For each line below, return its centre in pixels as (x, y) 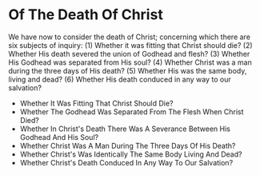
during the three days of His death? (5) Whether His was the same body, (128, 70)
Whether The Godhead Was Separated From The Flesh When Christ (132, 111)
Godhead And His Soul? (59, 137)
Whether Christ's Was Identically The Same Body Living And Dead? (131, 154)
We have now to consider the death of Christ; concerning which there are (129, 37)
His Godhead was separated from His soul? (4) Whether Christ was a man (130, 62)
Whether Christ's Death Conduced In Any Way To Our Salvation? (126, 162)
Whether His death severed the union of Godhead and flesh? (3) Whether (129, 54)
